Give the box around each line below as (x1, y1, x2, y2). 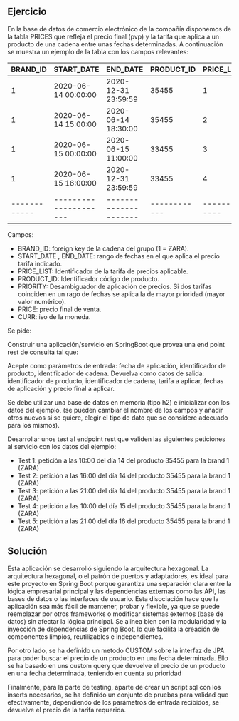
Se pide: (7, 326, 32, 335)
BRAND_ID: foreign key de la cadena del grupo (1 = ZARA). (17, 244, 190, 253)
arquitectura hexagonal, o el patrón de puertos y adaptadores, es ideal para (7, 571, 229, 580)
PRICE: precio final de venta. (17, 305, 102, 313)
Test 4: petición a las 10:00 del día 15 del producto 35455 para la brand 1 (17, 501, 231, 510)
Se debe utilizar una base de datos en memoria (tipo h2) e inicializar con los (7, 398, 230, 406)
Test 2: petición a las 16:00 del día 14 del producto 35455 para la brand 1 (17, 471, 231, 480)
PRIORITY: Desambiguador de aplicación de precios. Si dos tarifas (17, 282, 212, 291)
